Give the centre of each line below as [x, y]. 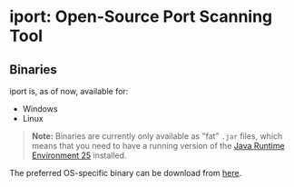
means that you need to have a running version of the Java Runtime [158, 146]
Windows [40, 109]
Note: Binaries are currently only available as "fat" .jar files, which [157, 136]
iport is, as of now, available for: [69, 91]
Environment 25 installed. [79, 155]
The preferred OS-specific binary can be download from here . [126, 173]
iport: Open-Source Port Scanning [141, 17]
